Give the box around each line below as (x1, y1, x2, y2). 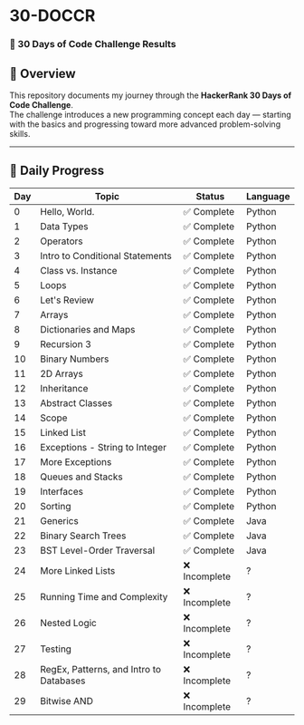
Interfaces (40, 485, 84, 498)
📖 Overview (9, 65, 76, 82)
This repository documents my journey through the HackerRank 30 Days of (9, 90, 292, 101)
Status (195, 189, 225, 202)
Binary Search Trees (40, 529, 127, 542)
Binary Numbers (40, 353, 109, 365)
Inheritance (40, 382, 89, 394)
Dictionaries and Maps (40, 323, 136, 335)
